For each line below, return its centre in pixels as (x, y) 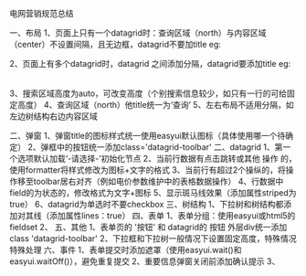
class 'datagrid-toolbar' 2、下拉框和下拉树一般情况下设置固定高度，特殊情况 (153, 239)
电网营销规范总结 (42, 13)
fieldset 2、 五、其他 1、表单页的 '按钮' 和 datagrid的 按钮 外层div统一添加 (148, 227)
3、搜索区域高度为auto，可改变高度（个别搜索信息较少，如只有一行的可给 (148, 93)
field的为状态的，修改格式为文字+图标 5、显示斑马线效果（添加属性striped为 (153, 193)
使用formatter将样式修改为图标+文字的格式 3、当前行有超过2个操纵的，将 (148, 170)
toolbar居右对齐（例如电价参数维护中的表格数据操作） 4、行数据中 (158, 181)
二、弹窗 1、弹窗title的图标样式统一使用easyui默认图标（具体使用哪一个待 (148, 136)
